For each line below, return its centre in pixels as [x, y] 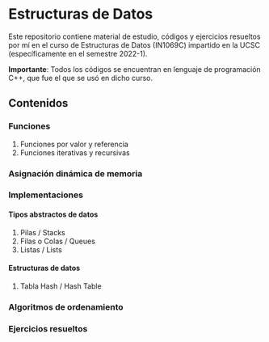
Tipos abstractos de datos [53, 214]
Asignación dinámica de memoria [76, 173]
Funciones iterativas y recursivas [75, 152]
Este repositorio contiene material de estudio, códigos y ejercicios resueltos [134, 36]
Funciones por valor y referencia [74, 144]
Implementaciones [46, 195]
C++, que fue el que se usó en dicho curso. [81, 78]
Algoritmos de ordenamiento [66, 306]
